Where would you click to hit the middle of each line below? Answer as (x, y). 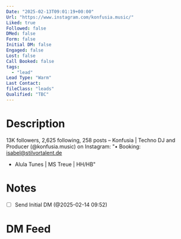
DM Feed (28, 229)
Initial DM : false (29, 45)
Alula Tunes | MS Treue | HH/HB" (55, 164)
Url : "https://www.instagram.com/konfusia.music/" (70, 17)
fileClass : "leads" (30, 89)
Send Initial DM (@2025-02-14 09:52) (61, 205)
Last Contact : (24, 84)
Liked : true (21, 23)
